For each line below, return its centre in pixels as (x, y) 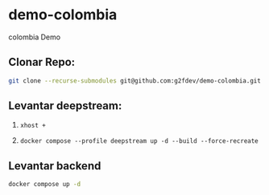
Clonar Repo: (42, 62)
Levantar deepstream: (65, 106)
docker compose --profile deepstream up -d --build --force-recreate (139, 141)
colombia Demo (35, 37)
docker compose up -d (45, 185)
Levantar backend (55, 166)
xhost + (33, 126)
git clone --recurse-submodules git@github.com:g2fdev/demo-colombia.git (135, 81)
